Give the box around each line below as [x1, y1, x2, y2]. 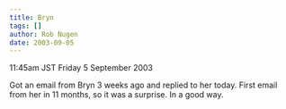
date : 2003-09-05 [9, 38, 75, 47]
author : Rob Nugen [9, 29, 78, 38]
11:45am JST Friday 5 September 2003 [9, 63, 154, 73]
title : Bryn [9, 13, 54, 22]
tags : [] [9, 21, 42, 30]
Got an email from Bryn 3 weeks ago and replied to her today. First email [9, 80, 278, 90]
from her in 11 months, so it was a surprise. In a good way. [9, 89, 224, 100]
